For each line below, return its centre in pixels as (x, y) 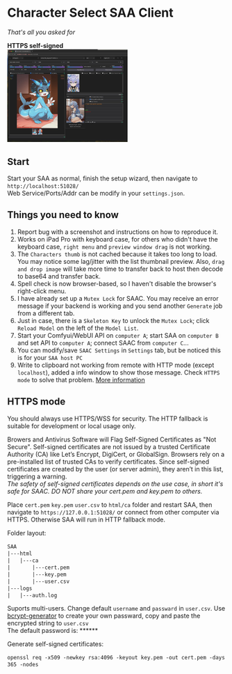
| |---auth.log (32, 595)
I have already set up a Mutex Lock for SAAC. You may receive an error (118, 298)
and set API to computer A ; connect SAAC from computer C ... (103, 343)
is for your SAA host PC (50, 357)
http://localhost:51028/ (43, 186)
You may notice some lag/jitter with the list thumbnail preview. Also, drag (121, 261)
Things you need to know (63, 215)
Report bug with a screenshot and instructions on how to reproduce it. (118, 232)
